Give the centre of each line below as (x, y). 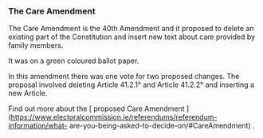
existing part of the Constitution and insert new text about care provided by (132, 37)
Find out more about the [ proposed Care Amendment (96, 108)
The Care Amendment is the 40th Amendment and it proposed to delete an (131, 29)
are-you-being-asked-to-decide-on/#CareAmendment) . (162, 126)
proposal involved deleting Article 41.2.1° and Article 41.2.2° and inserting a (131, 85)
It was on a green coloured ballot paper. (74, 61)
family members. (36, 45)
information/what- (38, 126)
